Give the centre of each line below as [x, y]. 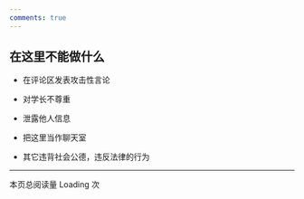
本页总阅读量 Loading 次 [55, 185]
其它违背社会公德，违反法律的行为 [86, 157]
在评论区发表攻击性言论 [66, 80]
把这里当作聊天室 [54, 137]
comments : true [38, 18]
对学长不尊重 [46, 99]
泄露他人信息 [46, 118]
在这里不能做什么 [57, 57]
